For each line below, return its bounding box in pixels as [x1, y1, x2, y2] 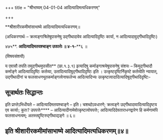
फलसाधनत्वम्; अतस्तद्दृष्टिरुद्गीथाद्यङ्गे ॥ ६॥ [5, 113, 75, 118]
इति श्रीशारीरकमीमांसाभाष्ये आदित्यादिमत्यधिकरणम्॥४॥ [5, 127, 128, 136]
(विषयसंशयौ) [5, 53, 25, 59]
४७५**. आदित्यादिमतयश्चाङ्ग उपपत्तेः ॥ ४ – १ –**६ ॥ [5, 44, 87, 49]
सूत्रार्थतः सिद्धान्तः [5, 89, 43, 97]
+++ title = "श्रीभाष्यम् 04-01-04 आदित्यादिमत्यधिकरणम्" [5, 5, 100, 10]
